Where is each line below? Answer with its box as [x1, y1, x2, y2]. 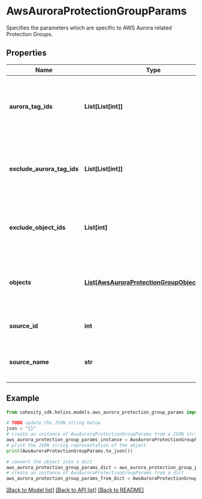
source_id [9, 322, 38, 330]
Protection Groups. [6, 30, 53, 37]
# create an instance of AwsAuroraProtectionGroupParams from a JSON [6, 431, 185, 437]
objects [9, 278, 31, 286]
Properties [6, 48, 47, 58]
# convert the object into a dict [6, 459, 93, 465]
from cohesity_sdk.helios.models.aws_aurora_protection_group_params [6, 409, 185, 415]
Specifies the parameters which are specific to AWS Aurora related [6, 24, 173, 31]
